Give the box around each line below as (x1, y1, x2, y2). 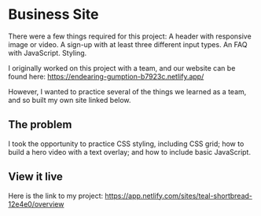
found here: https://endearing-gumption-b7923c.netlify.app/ (8, 71, 204, 81)
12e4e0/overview (8, 199, 64, 209)
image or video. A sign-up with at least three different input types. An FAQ (8, 39, 248, 49)
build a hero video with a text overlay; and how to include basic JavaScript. (8, 147, 252, 156)
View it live (8, 170, 63, 184)
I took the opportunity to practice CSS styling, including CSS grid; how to (8, 139, 244, 148)
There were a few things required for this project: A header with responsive (8, 31, 252, 41)
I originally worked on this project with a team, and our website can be (8, 63, 236, 72)
